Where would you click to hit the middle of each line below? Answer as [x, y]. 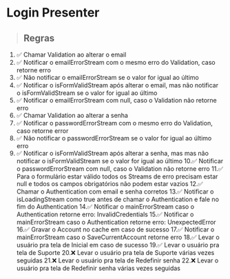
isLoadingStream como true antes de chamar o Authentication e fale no [118, 199]
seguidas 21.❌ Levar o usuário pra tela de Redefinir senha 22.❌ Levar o [117, 260]
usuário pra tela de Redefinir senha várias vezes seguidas [98, 268]
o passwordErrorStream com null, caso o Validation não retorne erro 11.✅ [120, 169]
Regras [39, 38]
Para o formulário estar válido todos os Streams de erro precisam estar [117, 176]
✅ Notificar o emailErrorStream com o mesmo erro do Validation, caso [116, 62]
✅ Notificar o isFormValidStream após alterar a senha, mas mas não [113, 153]
